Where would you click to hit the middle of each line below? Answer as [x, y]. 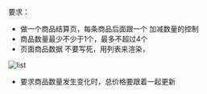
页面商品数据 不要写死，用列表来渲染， [85, 49]
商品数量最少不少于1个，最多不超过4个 [84, 39]
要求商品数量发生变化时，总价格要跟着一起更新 [97, 82]
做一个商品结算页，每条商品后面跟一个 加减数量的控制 [109, 29]
